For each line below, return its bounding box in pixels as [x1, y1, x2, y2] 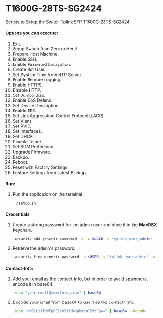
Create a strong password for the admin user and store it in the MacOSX [12, 222, 157, 228]
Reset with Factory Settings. [12, 164, 69, 170]
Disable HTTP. [12, 87, 42, 93]
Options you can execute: [5, 30, 59, 36]
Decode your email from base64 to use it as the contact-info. [12, 299, 134, 305]
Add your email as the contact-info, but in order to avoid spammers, [12, 276, 148, 282]
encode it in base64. [12, 281, 54, 287]
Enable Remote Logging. [12, 77, 62, 83]
